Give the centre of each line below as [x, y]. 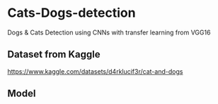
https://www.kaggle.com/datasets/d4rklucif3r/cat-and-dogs [95, 71]
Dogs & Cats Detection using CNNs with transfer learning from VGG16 [109, 32]
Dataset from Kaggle [54, 54]
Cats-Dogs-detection [71, 13]
